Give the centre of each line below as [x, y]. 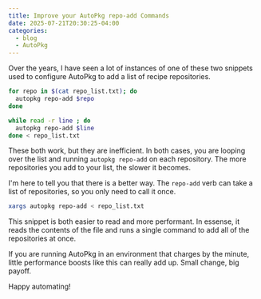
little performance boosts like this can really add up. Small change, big [124, 263]
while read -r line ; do [49, 121]
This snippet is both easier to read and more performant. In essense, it [124, 221]
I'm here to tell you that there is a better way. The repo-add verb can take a [130, 183]
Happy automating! [40, 287]
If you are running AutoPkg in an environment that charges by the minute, [129, 254]
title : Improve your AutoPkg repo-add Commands [89, 16]
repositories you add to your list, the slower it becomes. [100, 168]
